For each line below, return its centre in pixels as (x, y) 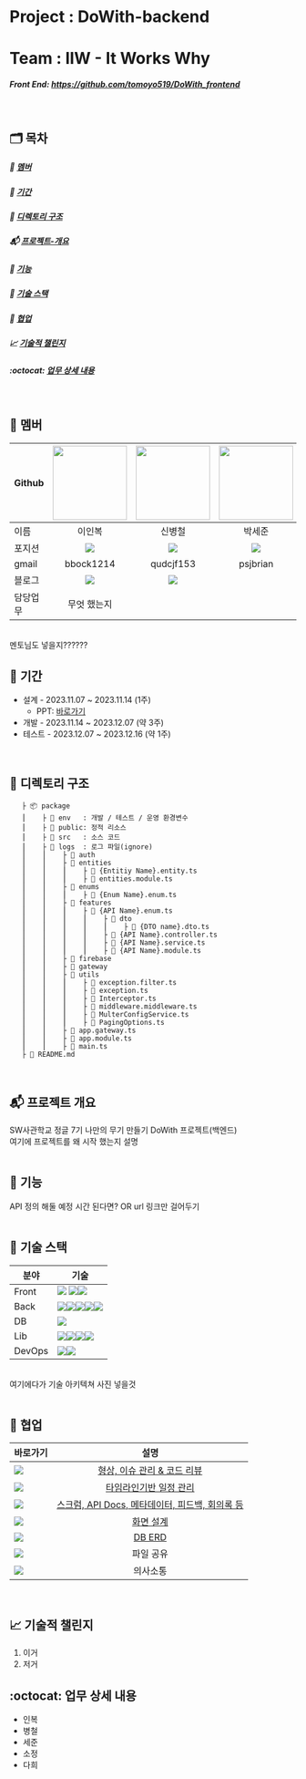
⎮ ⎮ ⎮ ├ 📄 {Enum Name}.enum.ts (99, 895)
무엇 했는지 (90, 604)
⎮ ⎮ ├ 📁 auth (58, 855)
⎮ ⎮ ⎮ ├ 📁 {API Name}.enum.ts (97, 911)
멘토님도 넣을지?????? (49, 645)
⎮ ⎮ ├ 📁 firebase (66, 959)
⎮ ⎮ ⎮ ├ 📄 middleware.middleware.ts (109, 1007)
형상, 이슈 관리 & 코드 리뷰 (150, 1471)
